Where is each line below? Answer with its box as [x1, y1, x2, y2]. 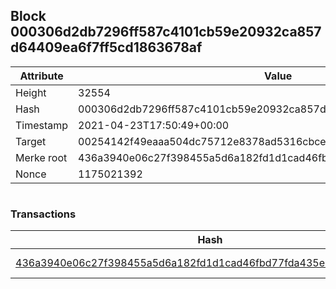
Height [15, 85, 47, 99]
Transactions [10, 207, 77, 221]
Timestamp [15, 118, 69, 132]
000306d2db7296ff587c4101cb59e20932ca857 [10, 24, 322, 41]
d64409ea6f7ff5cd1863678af [10, 39, 203, 56]
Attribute [19, 69, 64, 83]
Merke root [15, 150, 68, 164]
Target [15, 134, 47, 148]
